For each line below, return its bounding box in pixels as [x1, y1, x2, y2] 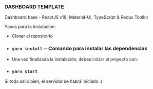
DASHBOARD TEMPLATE [4, 3, 64, 10]
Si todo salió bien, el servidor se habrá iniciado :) [4, 78, 103, 84]
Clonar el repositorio [11, 33, 53, 39]
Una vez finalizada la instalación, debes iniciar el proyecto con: [11, 56, 138, 62]
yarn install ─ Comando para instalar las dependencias [11, 45, 148, 52]
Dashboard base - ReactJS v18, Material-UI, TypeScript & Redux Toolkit [4, 15, 148, 20]
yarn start [11, 69, 38, 74]
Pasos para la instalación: [4, 24, 56, 30]
